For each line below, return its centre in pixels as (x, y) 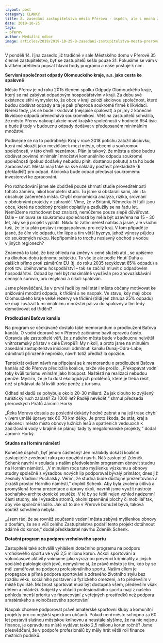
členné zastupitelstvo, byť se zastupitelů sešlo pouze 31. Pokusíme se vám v (81, 60)
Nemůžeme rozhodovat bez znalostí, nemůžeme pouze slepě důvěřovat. (77, 212)
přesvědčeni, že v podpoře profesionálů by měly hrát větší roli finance (75, 630)
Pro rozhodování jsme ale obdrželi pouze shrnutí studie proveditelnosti (75, 186)
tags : (10, 28)
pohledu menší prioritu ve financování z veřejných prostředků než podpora (80, 595)
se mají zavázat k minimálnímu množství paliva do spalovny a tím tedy (75, 303)
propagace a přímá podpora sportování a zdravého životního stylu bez (75, 574)
